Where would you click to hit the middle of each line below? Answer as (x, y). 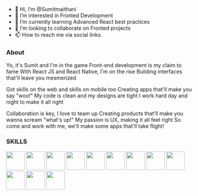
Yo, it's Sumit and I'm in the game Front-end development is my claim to (94, 65)
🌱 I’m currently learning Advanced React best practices (82, 22)
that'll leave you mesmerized (41, 78)
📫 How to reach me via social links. (58, 35)
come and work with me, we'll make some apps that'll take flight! (85, 126)
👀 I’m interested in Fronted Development (64, 15)
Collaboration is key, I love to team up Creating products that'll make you (95, 113)
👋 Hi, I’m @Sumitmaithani (45, 9)
